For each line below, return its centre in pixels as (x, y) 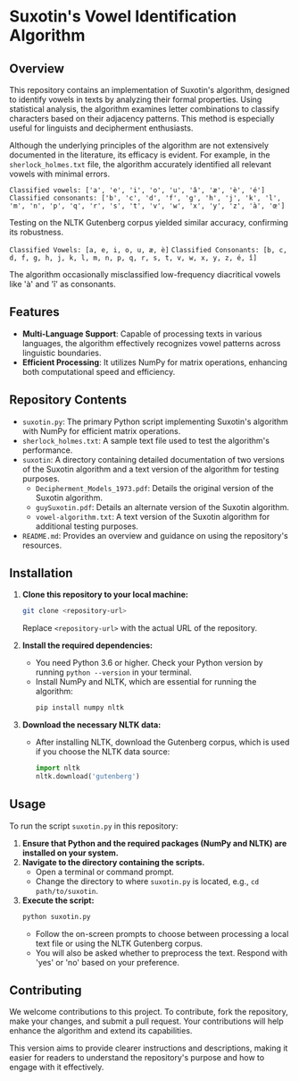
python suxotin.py (56, 916)
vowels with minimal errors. (60, 174)
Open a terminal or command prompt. (104, 872)
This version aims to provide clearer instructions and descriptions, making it (149, 1048)
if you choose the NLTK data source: (103, 752)
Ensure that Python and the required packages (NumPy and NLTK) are (154, 843)
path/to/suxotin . (67, 890)
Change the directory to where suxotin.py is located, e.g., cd (147, 881)
